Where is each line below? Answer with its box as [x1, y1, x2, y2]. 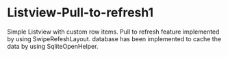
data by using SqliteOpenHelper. [7, 42, 99, 50]
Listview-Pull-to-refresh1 [7, 5, 154, 21]
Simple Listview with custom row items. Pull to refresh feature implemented [7, 27, 220, 36]
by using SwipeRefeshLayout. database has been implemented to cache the [7, 34, 221, 43]
